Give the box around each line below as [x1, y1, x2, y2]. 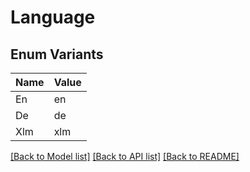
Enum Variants [10, 46, 104, 63]
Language [10, 6, 96, 29]
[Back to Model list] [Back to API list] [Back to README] [10, 151, 240, 162]
